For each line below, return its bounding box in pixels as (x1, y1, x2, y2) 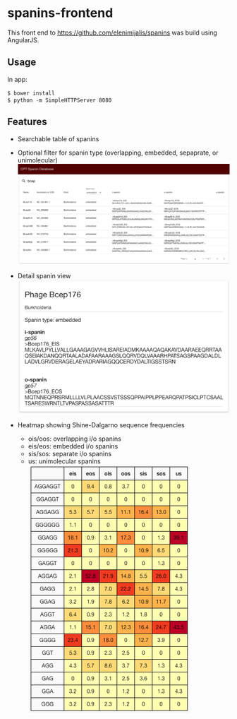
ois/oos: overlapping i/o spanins (28, 434, 121, 443)
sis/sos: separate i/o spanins (28, 449, 111, 458)
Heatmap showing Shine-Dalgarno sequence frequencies (17, 420, 185, 429)
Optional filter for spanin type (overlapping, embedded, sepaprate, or (17, 148, 219, 157)
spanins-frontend (7, 5, 114, 21)
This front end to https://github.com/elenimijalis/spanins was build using (7, 28, 217, 37)
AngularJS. (7, 35, 39, 44)
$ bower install (7, 90, 55, 97)
